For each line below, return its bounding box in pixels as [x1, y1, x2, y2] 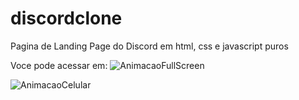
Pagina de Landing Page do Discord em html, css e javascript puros [10, 40, 289, 52]
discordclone [10, 7, 123, 30]
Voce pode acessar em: [10, 59, 108, 71]
